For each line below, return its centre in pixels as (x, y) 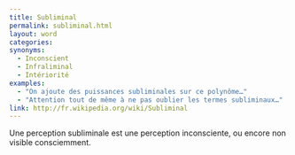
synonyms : (27, 50)
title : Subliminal (43, 17)
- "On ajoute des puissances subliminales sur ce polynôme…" (132, 91)
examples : (27, 83)
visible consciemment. (50, 143)
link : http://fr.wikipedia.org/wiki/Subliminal (99, 108)
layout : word (33, 34)
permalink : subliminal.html (61, 26)
